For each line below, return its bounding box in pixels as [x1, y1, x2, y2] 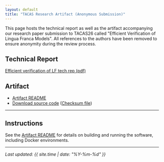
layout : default [5, 7, 38, 12]
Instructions [5, 119, 43, 127]
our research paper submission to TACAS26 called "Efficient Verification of [5, 30, 156, 36]
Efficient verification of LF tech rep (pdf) [5, 68, 86, 74]
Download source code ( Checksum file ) [12, 100, 92, 106]
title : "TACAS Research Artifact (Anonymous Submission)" [5, 12, 125, 17]
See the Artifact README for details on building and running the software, [5, 132, 154, 138]
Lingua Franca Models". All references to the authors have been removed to [5, 35, 157, 42]
